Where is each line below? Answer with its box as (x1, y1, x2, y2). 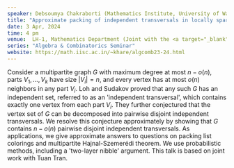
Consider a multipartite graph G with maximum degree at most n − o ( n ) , (7, 67, 212, 76)
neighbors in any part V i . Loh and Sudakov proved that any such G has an (7, 84, 218, 94)
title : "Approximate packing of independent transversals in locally (7, 17, 214, 24)
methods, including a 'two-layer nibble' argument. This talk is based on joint (7, 146, 225, 155)
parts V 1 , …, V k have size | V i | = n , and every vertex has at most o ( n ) (7, 75, 200, 85)
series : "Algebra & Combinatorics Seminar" (7, 42, 136, 49)
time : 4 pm (7, 29, 39, 37)
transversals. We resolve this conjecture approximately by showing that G (7, 117, 218, 126)
